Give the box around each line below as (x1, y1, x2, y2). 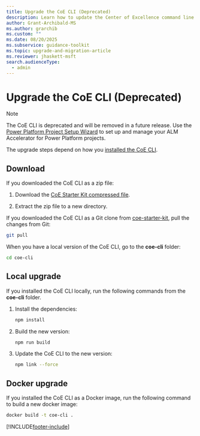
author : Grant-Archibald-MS (6, 20, 77, 26)
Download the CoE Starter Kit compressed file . (14, 191, 131, 199)
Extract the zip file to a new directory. (14, 203, 108, 210)
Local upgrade (6, 271, 61, 282)
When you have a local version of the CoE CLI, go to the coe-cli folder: (6, 243, 181, 250)
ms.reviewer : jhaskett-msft (6, 53, 77, 59)
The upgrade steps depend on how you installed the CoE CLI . (6, 146, 158, 154)
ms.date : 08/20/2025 (6, 37, 58, 43)
